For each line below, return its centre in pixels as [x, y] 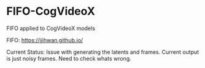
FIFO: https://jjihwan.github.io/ [45, 40]
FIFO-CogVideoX [51, 11]
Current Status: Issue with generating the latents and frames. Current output [103, 52]
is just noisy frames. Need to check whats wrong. [69, 58]
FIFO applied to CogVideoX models [51, 28]
